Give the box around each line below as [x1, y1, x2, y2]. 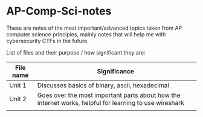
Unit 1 [9, 81, 27, 89]
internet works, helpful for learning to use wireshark [37, 98, 184, 107]
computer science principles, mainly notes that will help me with [6, 30, 166, 38]
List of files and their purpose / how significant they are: [6, 48, 146, 56]
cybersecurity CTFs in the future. [6, 37, 89, 44]
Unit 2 [9, 95, 27, 103]
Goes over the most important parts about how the [37, 91, 181, 99]
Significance [97, 67, 135, 75]
